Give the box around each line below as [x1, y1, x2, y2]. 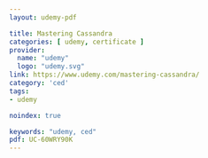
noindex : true [9, 111, 62, 120]
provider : [9, 45, 46, 54]
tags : [9, 86, 29, 96]
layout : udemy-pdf [9, 12, 77, 22]
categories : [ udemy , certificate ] [9, 37, 144, 46]
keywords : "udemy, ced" [9, 127, 97, 136]
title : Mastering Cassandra [9, 28, 113, 38]
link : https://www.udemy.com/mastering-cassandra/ [9, 70, 200, 80]
